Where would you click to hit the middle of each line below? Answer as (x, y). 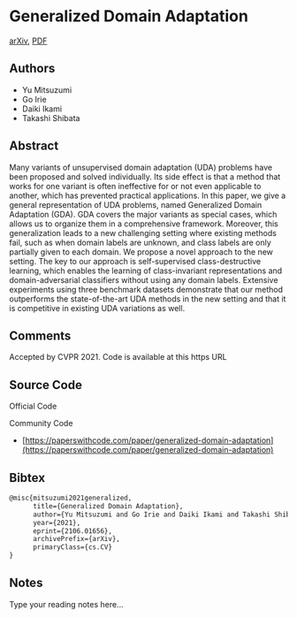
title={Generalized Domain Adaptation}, (108, 506)
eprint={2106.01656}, (72, 531)
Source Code (46, 385)
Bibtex (27, 478)
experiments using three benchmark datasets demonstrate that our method (146, 289)
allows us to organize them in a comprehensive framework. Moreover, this (144, 224)
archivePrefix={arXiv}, (76, 539)
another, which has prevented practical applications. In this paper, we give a (148, 195)
